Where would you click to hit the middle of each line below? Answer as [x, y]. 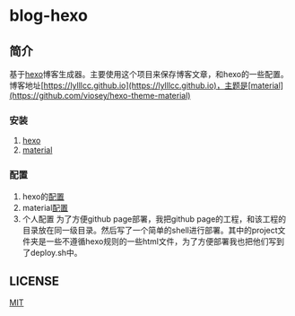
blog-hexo [48, 16]
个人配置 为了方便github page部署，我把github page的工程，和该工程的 [154, 219]
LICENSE [35, 281]
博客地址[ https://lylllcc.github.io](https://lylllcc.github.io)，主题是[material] [147, 85]
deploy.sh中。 [56, 252]
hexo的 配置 [43, 196]
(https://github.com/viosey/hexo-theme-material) [100, 96]
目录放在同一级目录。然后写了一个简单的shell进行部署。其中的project [150, 230]
